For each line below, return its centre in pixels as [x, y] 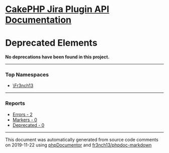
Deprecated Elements [51, 43]
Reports [15, 103]
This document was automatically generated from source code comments [82, 139]
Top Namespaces [27, 75]
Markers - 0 [25, 120]
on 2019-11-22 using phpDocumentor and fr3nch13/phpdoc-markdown [78, 145]
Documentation [38, 20]
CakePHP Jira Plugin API [57, 9]
